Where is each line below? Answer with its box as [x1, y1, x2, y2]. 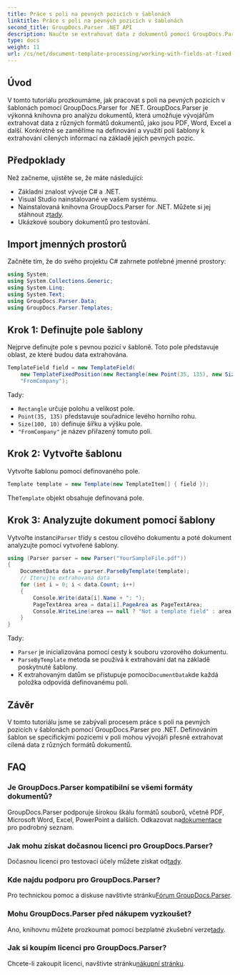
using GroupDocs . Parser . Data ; [7, 297, 98, 304]
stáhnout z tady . [17, 210, 64, 219]
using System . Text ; [7, 291, 66, 298]
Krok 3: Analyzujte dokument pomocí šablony [7, 514, 216, 526]
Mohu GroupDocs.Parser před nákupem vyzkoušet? [7, 909, 191, 919]
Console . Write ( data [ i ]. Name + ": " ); [33, 594, 145, 601]
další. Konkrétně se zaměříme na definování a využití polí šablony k [7, 126, 205, 134]
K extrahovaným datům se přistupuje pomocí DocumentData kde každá [17, 671, 219, 679]
